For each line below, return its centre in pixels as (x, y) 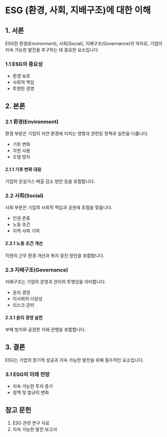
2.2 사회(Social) (24, 196)
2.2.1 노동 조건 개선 (24, 243)
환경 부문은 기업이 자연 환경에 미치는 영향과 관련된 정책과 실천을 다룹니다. (77, 133)
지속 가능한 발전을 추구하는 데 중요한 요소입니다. (52, 50)
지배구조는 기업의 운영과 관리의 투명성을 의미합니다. (56, 281)
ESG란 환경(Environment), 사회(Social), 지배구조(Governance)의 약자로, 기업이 (84, 44)
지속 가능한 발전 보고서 (35, 429)
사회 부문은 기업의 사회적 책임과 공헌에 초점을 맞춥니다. (59, 207)
